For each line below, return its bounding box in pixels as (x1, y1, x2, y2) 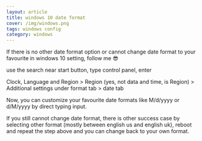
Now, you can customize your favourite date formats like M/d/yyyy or (6, 97, 180, 104)
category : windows (6, 32, 53, 38)
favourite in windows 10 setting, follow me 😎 (6, 55, 119, 62)
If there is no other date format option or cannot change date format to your (6, 48, 196, 55)
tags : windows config (6, 26, 61, 32)
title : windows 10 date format (6, 15, 86, 21)
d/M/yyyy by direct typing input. (6, 103, 87, 110)
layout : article (6, 9, 47, 15)
